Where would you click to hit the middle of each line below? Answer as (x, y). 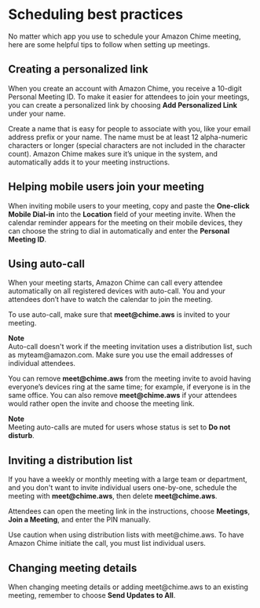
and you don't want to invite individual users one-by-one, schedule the (123, 488)
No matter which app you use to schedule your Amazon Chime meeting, (125, 36)
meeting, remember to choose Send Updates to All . (92, 595)
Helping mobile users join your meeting (106, 187)
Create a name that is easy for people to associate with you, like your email (130, 128)
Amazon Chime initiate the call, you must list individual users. (107, 544)
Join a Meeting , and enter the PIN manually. (79, 520)
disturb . (22, 436)
